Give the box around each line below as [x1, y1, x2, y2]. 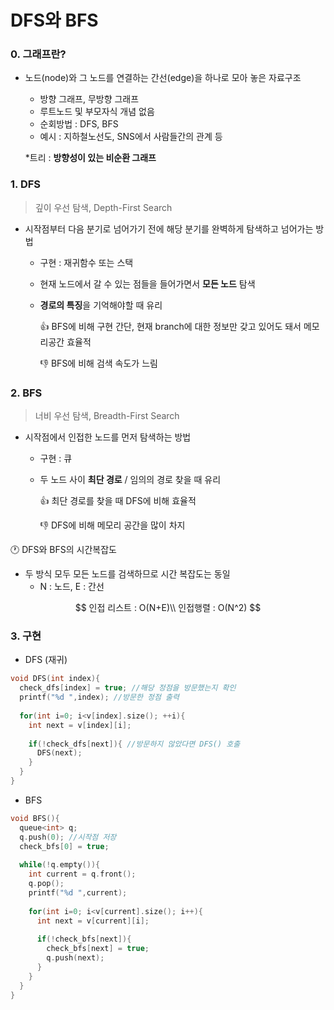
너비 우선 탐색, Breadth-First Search [34, 410, 180, 422]
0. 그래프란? [10, 47, 67, 61]
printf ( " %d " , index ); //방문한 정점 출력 [19, 692, 180, 703]
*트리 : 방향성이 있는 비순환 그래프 [24, 152, 157, 164]
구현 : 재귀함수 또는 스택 [39, 256, 134, 268]
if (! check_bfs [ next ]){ [36, 934, 132, 945]
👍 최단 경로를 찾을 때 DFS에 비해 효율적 [39, 495, 197, 507]
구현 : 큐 [39, 452, 73, 465]
